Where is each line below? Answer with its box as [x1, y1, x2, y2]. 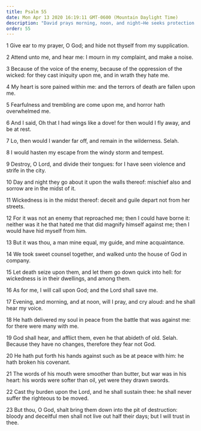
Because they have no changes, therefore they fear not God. [6, 340, 156, 348]
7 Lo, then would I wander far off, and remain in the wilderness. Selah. [6, 137, 179, 145]
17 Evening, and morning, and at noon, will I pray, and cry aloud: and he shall [6, 298, 196, 306]
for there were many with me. [6, 322, 79, 330]
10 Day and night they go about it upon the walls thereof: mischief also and [6, 178, 191, 186]
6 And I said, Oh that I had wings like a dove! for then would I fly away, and [6, 119, 191, 127]
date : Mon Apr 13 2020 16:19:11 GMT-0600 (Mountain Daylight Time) [6, 14, 179, 20]
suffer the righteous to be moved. [6, 394, 89, 402]
